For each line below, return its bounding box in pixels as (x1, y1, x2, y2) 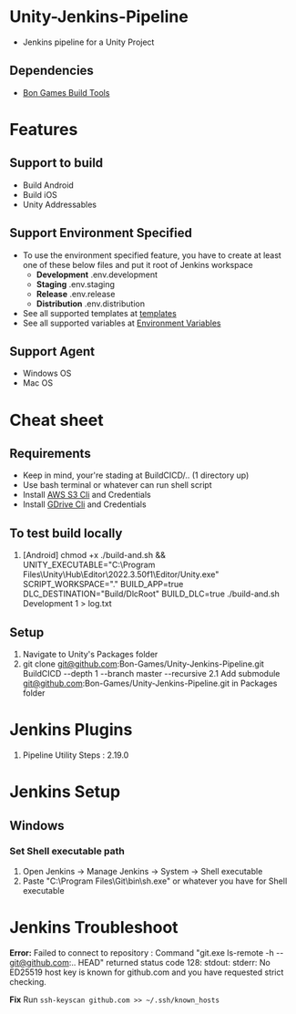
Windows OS (22, 367, 72, 379)
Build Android (22, 180, 75, 191)
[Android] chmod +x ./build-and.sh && (22, 550, 166, 561)
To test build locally (9, 525, 123, 541)
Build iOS (22, 189, 57, 200)
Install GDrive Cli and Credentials (22, 499, 148, 510)
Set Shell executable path (9, 845, 125, 858)
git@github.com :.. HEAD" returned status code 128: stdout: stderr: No (9, 957, 270, 967)
